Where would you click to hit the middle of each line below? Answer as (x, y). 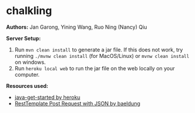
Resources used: (27, 85)
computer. (27, 74)
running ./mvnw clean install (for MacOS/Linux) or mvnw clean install (102, 56)
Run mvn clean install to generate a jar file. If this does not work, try (99, 49)
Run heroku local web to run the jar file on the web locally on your (95, 68)
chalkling (29, 11)
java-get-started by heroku (47, 97)
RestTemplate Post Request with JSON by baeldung (77, 103)
